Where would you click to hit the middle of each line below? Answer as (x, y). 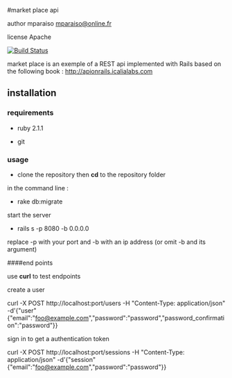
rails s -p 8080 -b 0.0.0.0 (53, 228)
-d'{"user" (22, 310)
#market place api (33, 10)
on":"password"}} (33, 325)
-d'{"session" (76, 359)
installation (32, 93)
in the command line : (38, 188)
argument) (22, 249)
